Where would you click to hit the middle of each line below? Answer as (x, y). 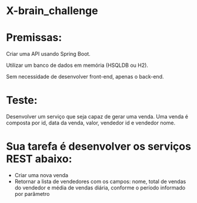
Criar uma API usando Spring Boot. (49, 54)
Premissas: (34, 38)
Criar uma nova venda (41, 175)
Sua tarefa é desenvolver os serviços (98, 146)
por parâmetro (32, 194)
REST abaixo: (39, 159)
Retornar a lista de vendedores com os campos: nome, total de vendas (100, 181)
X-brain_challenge (52, 11)
